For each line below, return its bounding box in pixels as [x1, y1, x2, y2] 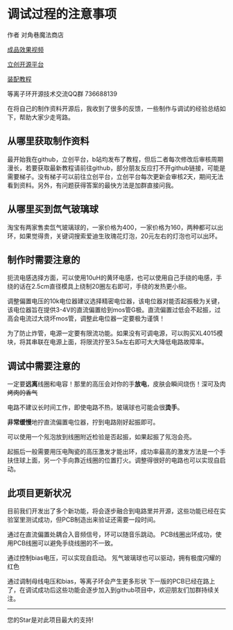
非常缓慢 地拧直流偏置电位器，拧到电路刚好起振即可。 [7, 418, 159, 427]
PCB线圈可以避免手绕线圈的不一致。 [12, 539, 117, 547]
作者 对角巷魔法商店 [7, 31, 64, 39]
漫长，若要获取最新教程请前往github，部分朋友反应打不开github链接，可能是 [7, 164, 226, 172]
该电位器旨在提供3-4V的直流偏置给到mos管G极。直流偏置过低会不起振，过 [7, 306, 221, 314]
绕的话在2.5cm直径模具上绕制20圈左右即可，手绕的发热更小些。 [7, 282, 191, 291]
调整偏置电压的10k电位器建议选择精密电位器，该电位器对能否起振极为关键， [7, 297, 224, 305]
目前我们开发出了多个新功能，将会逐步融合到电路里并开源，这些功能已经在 [7, 507, 220, 515]
